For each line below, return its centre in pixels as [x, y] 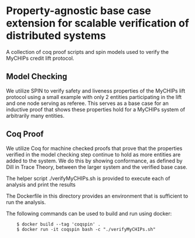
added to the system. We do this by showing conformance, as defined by [94, 161]
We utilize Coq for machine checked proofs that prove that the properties [94, 148]
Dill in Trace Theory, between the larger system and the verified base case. [97, 167]
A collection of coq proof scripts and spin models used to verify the [87, 52]
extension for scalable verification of [97, 23]
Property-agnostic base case [78, 11]
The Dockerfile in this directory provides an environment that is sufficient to [97, 196]
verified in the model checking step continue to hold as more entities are [93, 154]
